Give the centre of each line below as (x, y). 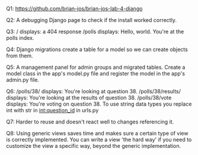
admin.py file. (23, 80)
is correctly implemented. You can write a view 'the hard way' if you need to (99, 140)
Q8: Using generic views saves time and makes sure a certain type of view (97, 133)
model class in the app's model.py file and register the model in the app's (96, 73)
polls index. (20, 38)
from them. (20, 56)
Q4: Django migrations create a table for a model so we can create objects (97, 49)
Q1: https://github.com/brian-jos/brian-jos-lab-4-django (74, 9)
